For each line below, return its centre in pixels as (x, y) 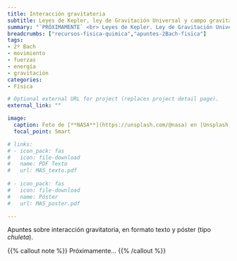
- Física (20, 86)
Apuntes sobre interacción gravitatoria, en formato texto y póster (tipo (109, 230)
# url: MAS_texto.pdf (42, 170)
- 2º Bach (22, 47)
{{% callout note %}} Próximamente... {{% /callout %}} (87, 251)
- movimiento (26, 54)
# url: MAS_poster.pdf (44, 203)
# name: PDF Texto (38, 164)
